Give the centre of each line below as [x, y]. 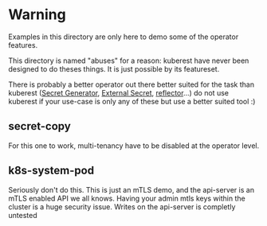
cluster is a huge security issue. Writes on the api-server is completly [122, 207]
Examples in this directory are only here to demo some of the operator [124, 37]
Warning [37, 15]
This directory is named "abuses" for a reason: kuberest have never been [129, 60]
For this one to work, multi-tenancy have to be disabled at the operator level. [134, 146]
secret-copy [40, 126]
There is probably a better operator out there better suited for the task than [132, 84]
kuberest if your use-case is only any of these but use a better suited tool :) [132, 101]
